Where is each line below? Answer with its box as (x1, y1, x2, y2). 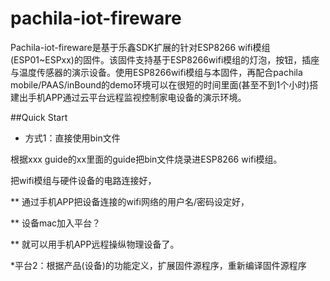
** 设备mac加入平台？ (10, 217, 102, 229)
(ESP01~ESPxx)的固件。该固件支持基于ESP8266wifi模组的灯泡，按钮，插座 (10, 53, 320, 66)
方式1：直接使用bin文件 (24, 132, 121, 144)
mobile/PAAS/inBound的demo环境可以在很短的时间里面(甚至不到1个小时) (10, 78, 310, 91)
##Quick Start (10, 111, 68, 123)
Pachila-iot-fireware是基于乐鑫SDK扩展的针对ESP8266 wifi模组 (10, 41, 271, 53)
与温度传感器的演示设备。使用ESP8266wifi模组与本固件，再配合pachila (10, 66, 303, 78)
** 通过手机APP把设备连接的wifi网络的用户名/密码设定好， (10, 195, 250, 207)
